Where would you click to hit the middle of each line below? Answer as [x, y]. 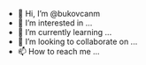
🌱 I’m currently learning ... [65, 32]
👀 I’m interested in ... [55, 23]
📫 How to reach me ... [58, 51]
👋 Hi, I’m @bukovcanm [58, 14]
